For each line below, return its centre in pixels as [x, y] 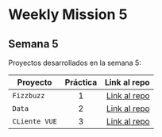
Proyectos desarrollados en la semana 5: [75, 63]
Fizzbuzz [29, 95]
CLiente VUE [35, 122]
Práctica [81, 82]
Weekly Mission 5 [68, 15]
